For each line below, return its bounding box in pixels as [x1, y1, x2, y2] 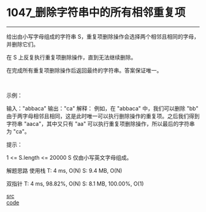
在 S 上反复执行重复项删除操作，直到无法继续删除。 [6, 53, 137, 61]
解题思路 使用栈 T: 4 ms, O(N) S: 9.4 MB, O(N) [6, 167, 123, 174]
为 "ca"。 [6, 127, 30, 135]
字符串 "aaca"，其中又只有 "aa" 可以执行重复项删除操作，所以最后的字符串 [6, 120, 195, 127]
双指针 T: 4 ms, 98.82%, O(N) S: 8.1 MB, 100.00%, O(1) [6, 179, 144, 187]
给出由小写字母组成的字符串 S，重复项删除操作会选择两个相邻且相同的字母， [6, 33, 199, 40]
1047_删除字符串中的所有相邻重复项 [6, 6, 186, 20]
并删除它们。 [6, 41, 39, 48]
